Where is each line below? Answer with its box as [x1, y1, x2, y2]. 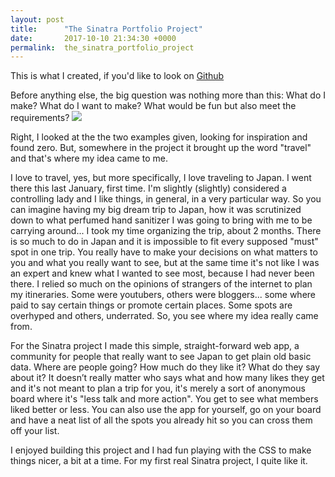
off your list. [10, 425, 60, 437]
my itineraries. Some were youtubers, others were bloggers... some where [10, 289, 316, 301]
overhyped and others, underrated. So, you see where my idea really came [10, 310, 319, 322]
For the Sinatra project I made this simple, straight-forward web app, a [10, 340, 300, 352]
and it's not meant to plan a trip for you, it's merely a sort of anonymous [10, 382, 306, 395]
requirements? [10, 112, 70, 124]
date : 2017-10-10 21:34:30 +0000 [10, 33, 177, 43]
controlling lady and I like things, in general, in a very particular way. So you [10, 193, 322, 205]
